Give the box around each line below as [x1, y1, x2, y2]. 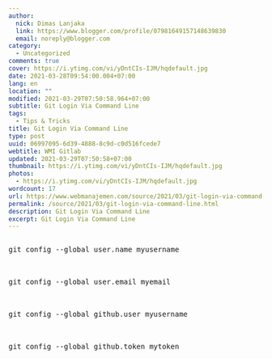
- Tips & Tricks [15, 117, 70, 125]
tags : [8, 110, 27, 118]
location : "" [8, 87, 53, 95]
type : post [8, 132, 45, 140]
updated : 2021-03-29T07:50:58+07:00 [8, 154, 132, 163]
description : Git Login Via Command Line [8, 207, 151, 215]
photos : [8, 170, 35, 178]
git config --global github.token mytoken [8, 342, 180, 352]
